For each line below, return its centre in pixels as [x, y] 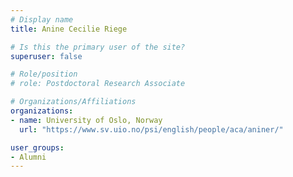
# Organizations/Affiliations [73, 102]
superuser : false [46, 56]
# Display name [42, 19]
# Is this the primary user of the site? [98, 47]
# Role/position [44, 74]
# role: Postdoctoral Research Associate [98, 84]
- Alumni [28, 157]
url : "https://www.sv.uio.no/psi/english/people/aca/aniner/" [151, 129]
